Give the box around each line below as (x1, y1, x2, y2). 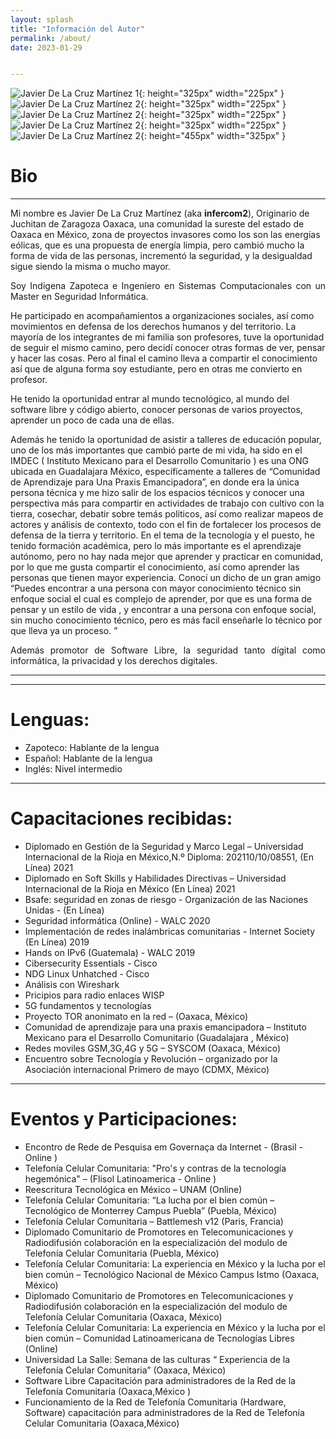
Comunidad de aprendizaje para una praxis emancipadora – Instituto (24, 1021, 307, 1033)
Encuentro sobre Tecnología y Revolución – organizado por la (24, 1053, 278, 1065)
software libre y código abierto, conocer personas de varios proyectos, (10, 404, 303, 416)
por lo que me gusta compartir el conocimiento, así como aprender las (10, 561, 300, 573)
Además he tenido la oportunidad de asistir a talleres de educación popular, (10, 434, 322, 446)
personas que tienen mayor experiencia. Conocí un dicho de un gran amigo (10, 572, 322, 584)
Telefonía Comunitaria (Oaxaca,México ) (24, 1386, 192, 1397)
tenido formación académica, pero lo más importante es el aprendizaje (10, 540, 302, 552)
